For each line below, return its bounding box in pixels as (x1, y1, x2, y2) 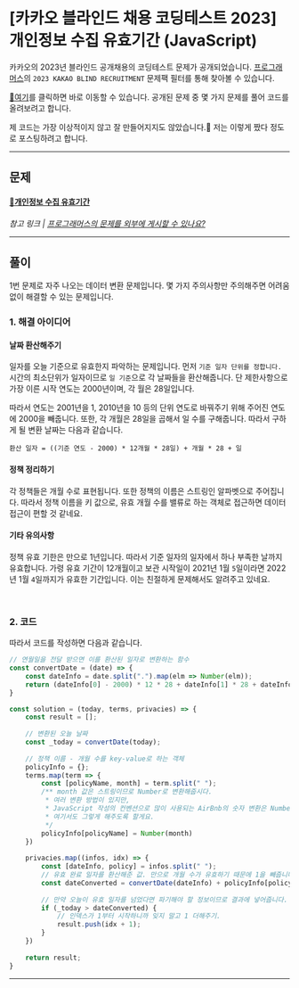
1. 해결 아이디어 (9, 316, 71, 328)
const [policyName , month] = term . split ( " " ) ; (41, 779, 217, 788)
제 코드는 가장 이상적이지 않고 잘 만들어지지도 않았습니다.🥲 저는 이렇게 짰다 (9, 121, 269, 132)
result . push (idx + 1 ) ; (56, 920, 141, 929)
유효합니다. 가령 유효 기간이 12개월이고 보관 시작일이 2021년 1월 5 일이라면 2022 (9, 563, 287, 573)
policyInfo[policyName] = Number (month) (41, 828, 193, 838)
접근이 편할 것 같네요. (9, 507, 83, 518)
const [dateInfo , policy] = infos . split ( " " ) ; (41, 862, 217, 871)
